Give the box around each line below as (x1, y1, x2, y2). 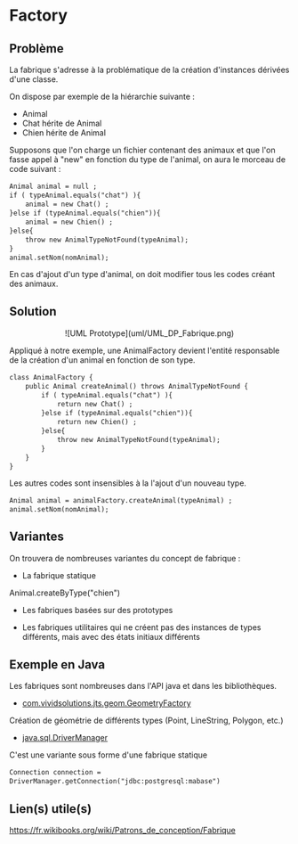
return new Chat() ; (56, 399, 133, 408)
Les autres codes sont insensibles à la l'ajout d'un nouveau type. (9, 478, 247, 488)
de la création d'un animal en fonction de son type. (9, 354, 196, 365)
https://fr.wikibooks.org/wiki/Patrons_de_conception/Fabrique (9, 825, 236, 836)
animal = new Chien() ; (25, 217, 114, 226)
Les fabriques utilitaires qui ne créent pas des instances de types (21, 621, 262, 633)
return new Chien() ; (56, 417, 138, 426)
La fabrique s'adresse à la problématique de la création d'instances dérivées (9, 64, 290, 75)
